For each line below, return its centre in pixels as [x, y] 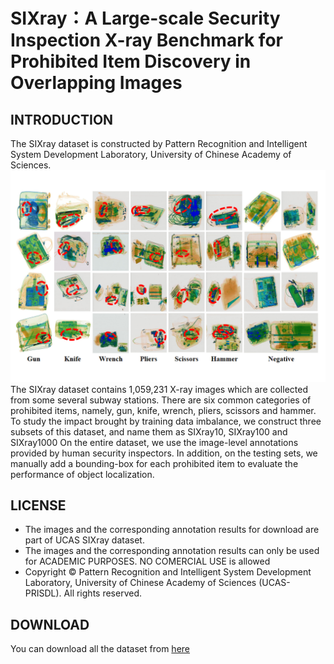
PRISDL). [43, 593]
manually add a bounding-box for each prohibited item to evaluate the [154, 463]
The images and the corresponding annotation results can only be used [172, 551]
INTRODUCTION [62, 119]
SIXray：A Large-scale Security [145, 18]
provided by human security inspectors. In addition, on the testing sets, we [164, 453]
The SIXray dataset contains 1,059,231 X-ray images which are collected [159, 389]
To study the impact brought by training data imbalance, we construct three [166, 421]
